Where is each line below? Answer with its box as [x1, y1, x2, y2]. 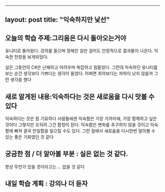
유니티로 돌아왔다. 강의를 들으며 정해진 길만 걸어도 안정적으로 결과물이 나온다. [5, 48, 153, 54]
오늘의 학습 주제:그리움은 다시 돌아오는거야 [5, 34, 126, 42]
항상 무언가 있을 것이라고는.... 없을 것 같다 [5, 164, 85, 169]
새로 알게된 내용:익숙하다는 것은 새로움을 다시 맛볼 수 [5, 92, 155, 101]
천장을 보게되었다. [14, 54, 49, 60]
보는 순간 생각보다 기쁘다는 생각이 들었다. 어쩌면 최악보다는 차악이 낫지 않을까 [5, 71, 153, 77]
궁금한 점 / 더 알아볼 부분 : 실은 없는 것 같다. [5, 150, 129, 158]
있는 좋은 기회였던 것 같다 [5, 134, 54, 140]
